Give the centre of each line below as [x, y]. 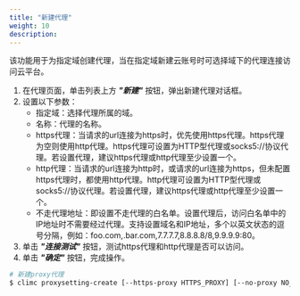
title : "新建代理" [41, 17]
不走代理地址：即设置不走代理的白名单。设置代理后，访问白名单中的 [161, 213]
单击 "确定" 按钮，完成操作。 [76, 258]
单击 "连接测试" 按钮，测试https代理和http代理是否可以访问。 [135, 247]
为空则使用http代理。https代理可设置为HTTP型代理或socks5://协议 [158, 146]
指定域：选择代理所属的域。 [87, 113]
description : [33, 34]
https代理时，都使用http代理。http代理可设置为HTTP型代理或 [148, 180]
